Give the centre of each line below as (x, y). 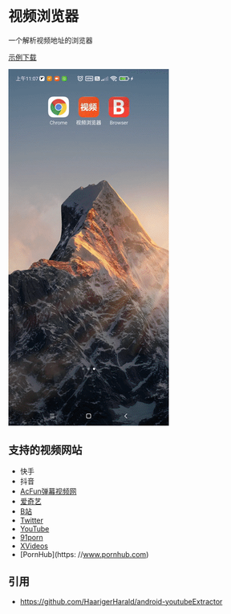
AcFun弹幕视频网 (48, 491)
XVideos (34, 546)
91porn (31, 537)
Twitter (32, 520)
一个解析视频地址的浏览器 (51, 40)
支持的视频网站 (45, 450)
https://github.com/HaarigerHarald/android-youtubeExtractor (121, 601)
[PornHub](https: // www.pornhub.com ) (84, 554)
